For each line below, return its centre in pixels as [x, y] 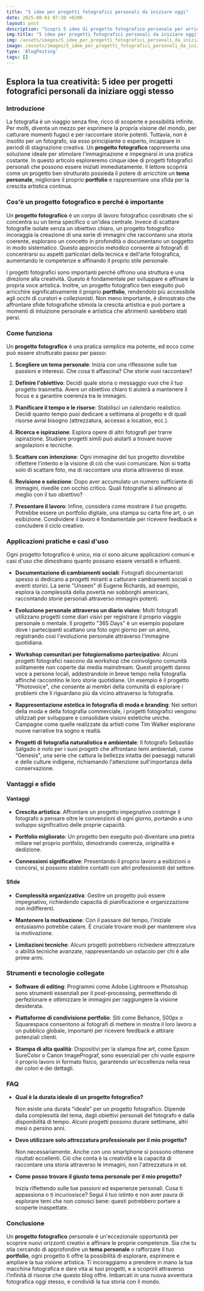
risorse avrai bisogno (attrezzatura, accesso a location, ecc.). [92, 420]
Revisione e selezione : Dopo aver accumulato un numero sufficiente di [104, 481]
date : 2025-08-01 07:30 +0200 [45, 18]
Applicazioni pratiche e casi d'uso [58, 541]
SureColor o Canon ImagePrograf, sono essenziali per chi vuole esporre [105, 1055]
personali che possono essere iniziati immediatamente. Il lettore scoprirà [97, 167]
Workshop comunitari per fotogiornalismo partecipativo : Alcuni [97, 654]
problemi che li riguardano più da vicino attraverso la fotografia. [95, 693]
